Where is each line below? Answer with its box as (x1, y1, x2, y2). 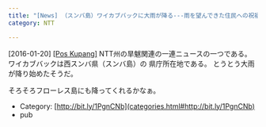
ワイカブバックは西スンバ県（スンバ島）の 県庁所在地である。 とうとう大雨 (8, 59, 255, 68)
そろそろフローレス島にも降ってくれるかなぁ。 (8, 85, 161, 95)
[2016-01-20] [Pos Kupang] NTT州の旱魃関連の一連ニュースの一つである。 (8, 48, 252, 58)
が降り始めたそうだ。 (8, 68, 78, 78)
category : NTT (8, 19, 55, 27)
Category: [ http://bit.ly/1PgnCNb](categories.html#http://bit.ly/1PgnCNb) (19, 101, 256, 111)
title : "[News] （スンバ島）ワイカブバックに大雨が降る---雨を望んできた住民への (8, 11, 249, 20)
